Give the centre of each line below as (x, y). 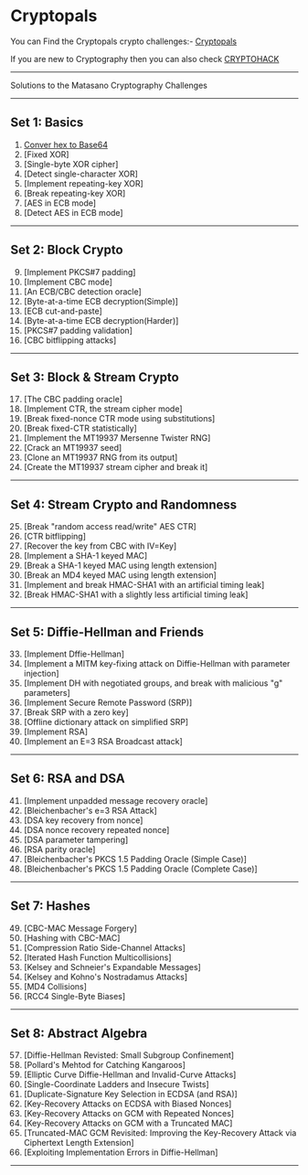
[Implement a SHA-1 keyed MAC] (85, 556)
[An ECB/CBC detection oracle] (83, 291)
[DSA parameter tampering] (76, 839)
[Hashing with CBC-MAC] (72, 937)
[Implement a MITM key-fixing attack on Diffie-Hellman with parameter (157, 663)
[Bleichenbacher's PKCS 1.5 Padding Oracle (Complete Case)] (141, 869)
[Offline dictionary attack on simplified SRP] (106, 722)
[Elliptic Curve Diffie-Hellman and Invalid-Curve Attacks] (130, 1074)
